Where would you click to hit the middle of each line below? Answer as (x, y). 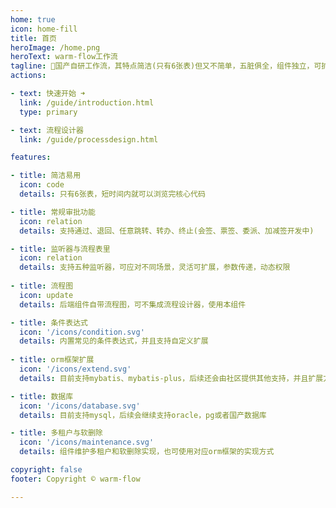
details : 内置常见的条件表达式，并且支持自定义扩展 (114, 341)
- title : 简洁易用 (46, 176)
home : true (33, 19)
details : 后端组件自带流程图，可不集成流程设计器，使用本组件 (133, 304)
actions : (28, 76)
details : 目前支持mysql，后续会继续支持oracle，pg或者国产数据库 (143, 415)
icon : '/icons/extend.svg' (75, 369)
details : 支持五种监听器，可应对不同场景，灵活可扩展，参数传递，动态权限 (155, 267)
